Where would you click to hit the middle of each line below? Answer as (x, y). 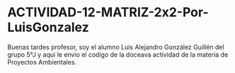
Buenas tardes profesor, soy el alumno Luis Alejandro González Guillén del (116, 47)
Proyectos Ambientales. (42, 62)
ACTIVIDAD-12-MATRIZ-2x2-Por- (108, 12)
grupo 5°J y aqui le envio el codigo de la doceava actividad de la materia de (118, 55)
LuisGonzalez (48, 27)
